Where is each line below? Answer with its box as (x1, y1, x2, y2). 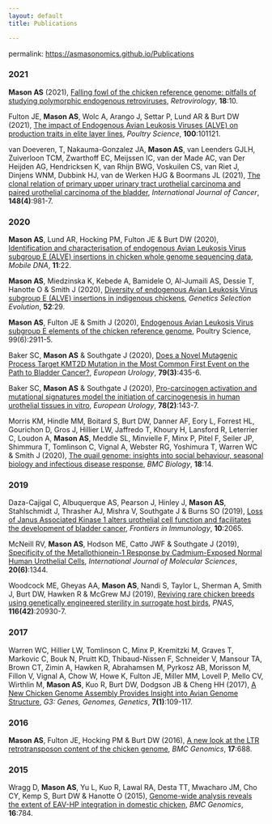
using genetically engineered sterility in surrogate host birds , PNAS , (8, 598, 235, 608)
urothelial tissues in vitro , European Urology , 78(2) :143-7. (8, 401, 199, 410)
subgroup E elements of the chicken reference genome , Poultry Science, (8, 326, 251, 336)
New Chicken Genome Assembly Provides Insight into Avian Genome (8, 688, 239, 698)
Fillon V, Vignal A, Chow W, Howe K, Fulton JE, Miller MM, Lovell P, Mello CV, (8, 671, 264, 681)
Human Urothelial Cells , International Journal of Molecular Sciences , (8, 556, 238, 567)
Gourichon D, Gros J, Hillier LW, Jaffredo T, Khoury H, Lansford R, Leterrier (8, 425, 258, 435)
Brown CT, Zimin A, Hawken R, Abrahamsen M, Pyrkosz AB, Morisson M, (8, 662, 251, 672)
